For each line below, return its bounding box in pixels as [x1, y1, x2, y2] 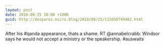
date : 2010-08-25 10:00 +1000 [5, 12, 69, 17]
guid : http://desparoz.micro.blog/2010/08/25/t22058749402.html [5, 17, 143, 22]
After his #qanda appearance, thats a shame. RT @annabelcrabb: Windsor [5, 31, 160, 37]
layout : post [5, 7, 33, 13]
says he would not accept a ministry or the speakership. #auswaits [5, 36, 144, 42]
